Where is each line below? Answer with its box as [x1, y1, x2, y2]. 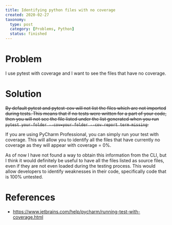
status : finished [10, 31, 47, 36]
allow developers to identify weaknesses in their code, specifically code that [5, 168, 166, 174]
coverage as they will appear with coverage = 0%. [5, 142, 112, 148]
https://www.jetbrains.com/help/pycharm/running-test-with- [12, 208, 141, 215]
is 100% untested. [5, 173, 44, 179]
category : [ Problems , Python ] [10, 27, 74, 32]
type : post [10, 21, 33, 27]
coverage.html [12, 214, 44, 220]
